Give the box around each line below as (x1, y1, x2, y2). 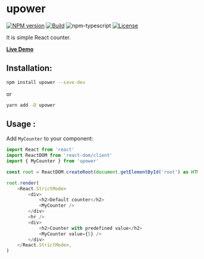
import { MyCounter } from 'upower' (6, 158, 99, 164)
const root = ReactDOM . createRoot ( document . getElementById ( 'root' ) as (6, 169, 189, 175)
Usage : (6, 119, 36, 129)
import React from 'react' (6, 147, 75, 153)
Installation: (6, 63, 53, 74)
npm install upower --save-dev (6, 79, 86, 85)
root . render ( (6, 180, 39, 186)
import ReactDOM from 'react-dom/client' (6, 153, 113, 159)
